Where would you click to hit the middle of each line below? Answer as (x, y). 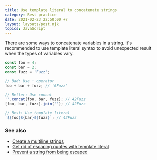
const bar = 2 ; (21, 67)
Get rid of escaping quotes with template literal (61, 147)
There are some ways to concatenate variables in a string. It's (69, 43)
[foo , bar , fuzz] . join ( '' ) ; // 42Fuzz (45, 104)
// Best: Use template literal (38, 113)
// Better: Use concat (29, 95)
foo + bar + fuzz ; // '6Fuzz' (37, 86)
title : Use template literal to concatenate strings (61, 10)
